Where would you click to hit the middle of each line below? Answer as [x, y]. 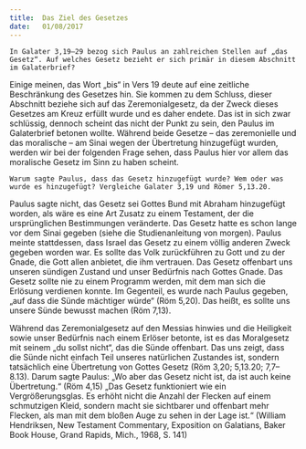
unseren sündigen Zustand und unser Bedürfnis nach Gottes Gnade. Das [146, 271]
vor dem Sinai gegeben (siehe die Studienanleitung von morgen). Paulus [145, 233]
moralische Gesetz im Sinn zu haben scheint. [95, 162]
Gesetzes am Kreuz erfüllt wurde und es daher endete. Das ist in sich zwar [150, 113]
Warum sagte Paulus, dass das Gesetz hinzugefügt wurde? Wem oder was [147, 179]
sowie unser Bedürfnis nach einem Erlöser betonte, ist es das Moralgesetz [149, 338]
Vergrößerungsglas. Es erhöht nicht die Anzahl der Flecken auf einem [140, 396]
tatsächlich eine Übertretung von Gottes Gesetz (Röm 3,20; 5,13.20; [137, 367]
